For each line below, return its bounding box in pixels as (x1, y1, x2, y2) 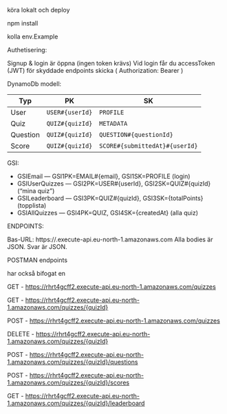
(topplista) (17, 201, 47, 209)
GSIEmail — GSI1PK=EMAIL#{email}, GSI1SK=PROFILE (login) (17, 172, 191, 180)
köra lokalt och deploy (7, 6, 70, 14)
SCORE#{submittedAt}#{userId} (99, 142, 198, 150)
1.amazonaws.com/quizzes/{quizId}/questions (7, 358, 139, 366)
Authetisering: (7, 46, 47, 54)
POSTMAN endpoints (7, 256, 67, 264)
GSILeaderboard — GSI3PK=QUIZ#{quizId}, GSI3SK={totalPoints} (17, 194, 204, 202)
